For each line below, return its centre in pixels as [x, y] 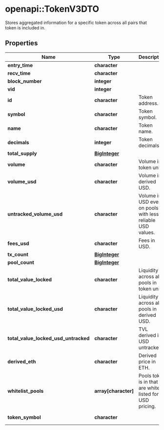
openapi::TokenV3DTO [52, 9]
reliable [147, 220]
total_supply [22, 153]
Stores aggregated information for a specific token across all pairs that [76, 23]
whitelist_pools [26, 391]
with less [149, 214]
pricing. [147, 406]
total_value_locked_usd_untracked [49, 338]
